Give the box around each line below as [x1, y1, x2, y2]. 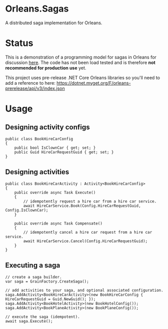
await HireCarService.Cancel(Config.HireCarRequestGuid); [23, 238, 148, 244]
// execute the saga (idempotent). [5, 314, 80, 319]
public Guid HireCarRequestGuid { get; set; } [14, 149, 114, 154]
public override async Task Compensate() [14, 221, 102, 226]
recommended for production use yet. [5, 65, 87, 71]
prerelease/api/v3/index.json [5, 85, 65, 91]
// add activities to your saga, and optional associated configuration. [5, 288, 164, 293]
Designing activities [5, 168, 70, 177]
